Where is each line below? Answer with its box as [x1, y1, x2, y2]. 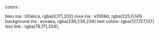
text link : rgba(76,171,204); [5, 23, 60, 29]
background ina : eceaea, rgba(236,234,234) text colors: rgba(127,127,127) [5, 19, 155, 24]
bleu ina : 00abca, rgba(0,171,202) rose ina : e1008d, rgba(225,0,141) [5, 13, 142, 19]
